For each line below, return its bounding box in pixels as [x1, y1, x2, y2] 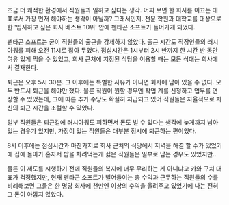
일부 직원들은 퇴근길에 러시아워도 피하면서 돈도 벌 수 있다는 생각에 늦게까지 [7, 119, 206, 126]
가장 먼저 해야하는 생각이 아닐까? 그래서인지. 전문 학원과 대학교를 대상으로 [25, 14, 222, 23]
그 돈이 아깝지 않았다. [7, 191, 64, 198]
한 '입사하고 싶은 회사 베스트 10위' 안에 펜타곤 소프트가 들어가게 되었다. [7, 23, 196, 31]
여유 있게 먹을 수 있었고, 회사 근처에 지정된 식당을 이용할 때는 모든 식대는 [7, 55, 200, 63]
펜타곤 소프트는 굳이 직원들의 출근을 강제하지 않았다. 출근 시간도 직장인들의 [7, 38, 206, 46]
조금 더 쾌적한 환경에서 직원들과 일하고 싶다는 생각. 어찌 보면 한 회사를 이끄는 [7, 6, 211, 14]
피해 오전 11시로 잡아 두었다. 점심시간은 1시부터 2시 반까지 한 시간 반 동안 [25, 47, 218, 54]
